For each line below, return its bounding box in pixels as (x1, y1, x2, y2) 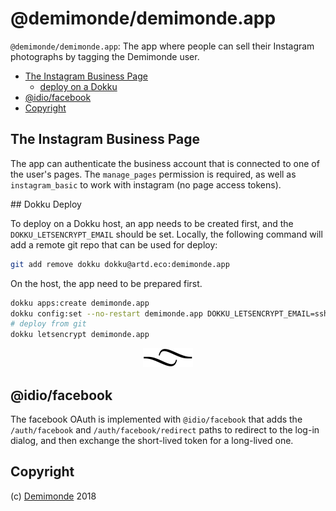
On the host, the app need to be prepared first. (10, 277, 203, 289)
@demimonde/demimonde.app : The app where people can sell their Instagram (10, 40, 315, 52)
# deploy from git (10, 319, 87, 329)
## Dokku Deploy (10, 198, 82, 210)
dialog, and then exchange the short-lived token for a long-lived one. (10, 434, 294, 446)
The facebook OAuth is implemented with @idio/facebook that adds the (10, 413, 303, 425)
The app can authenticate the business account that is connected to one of (10, 157, 320, 169)
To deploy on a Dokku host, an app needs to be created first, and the (10, 217, 294, 229)
